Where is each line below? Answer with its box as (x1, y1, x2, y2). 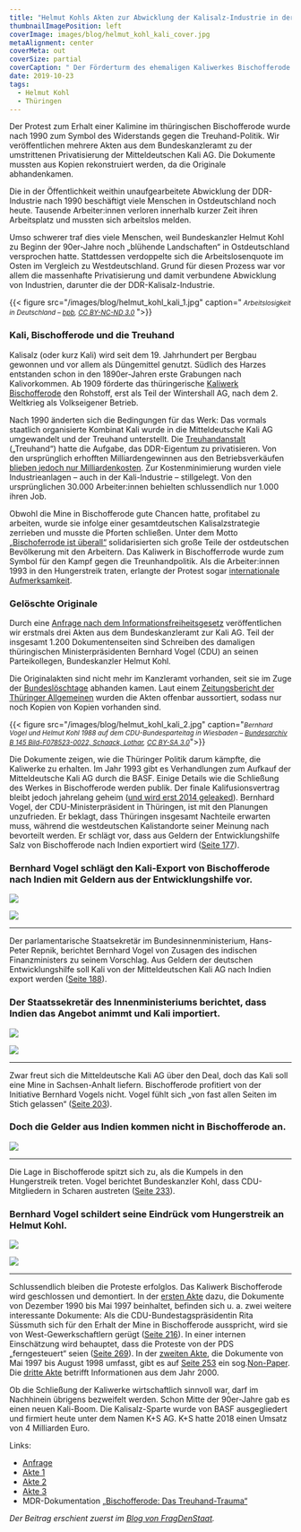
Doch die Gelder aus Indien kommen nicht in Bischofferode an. (9, 1120, 287, 1133)
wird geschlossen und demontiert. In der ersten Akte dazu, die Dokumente (9, 1291, 285, 1301)
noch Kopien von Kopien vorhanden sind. (9, 701, 161, 712)
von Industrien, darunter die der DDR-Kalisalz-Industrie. (9, 280, 215, 291)
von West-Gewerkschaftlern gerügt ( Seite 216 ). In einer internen (9, 1329, 246, 1340)
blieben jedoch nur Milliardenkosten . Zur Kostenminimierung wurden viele (9, 462, 282, 473)
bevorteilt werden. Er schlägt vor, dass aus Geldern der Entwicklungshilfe (9, 830, 280, 840)
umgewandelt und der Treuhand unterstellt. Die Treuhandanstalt (9, 433, 246, 444)
